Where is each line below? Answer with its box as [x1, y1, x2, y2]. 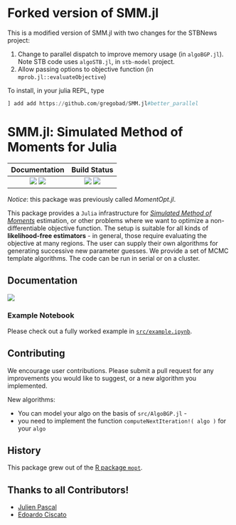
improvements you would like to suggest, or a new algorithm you [7, 374, 197, 382]
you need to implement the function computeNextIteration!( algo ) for [17, 416, 227, 425]
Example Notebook [7, 310, 75, 320]
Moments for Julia [7, 139, 117, 155]
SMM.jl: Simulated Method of [7, 124, 183, 140]
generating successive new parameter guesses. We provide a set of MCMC [7, 247, 229, 255]
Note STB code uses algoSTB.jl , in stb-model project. [17, 57, 176, 65]
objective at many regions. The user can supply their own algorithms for [7, 239, 218, 247]
